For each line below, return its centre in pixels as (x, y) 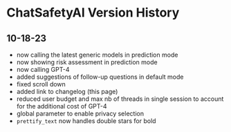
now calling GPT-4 (43, 69)
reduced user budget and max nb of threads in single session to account (120, 99)
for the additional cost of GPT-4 (62, 106)
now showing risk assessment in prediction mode (87, 62)
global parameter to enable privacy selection (80, 113)
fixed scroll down (41, 84)
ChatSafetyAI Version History (93, 13)
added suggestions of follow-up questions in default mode (100, 77)
